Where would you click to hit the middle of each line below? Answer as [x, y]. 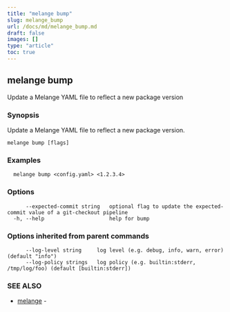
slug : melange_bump [35, 20]
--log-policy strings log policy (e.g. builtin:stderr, [111, 262]
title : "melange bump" [40, 14]
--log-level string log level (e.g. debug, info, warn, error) [125, 250]
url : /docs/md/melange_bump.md [52, 26]
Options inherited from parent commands [78, 236]
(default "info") [32, 256]
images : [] [23, 40]
